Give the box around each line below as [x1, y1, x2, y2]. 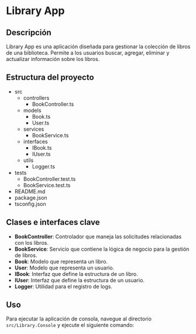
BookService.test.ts [23, 181, 71, 188]
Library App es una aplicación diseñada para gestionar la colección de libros [6, 43, 191, 50]
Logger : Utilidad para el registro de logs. [14, 283, 113, 290]
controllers [23, 94, 50, 101]
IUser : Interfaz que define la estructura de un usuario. [14, 276, 145, 284]
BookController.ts [32, 100, 74, 107]
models [23, 107, 42, 114]
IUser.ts [32, 150, 51, 157]
